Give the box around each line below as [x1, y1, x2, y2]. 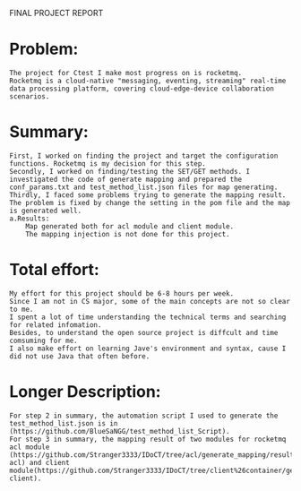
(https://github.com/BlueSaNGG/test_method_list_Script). [9, 426, 230, 435]
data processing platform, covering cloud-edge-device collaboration [9, 84, 275, 93]
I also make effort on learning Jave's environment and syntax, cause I [9, 344, 287, 353]
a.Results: [9, 214, 50, 223]
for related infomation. [9, 320, 102, 330]
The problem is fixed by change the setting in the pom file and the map [9, 198, 291, 207]
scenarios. [9, 91, 50, 101]
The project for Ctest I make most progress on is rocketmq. [9, 68, 243, 77]
